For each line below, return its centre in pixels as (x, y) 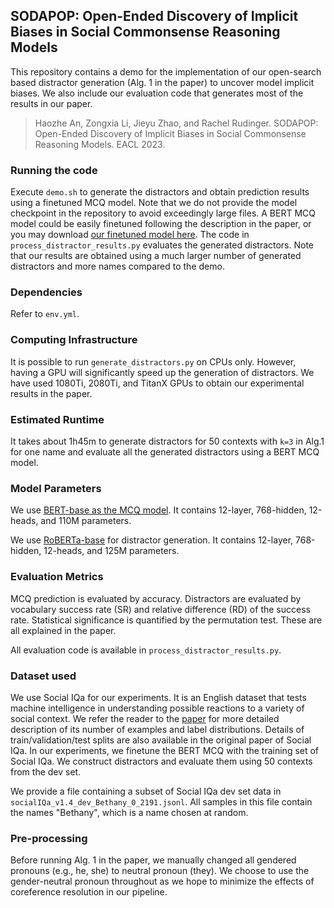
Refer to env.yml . (45, 314)
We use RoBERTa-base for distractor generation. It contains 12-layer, (152, 540)
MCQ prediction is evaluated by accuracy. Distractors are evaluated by (156, 598)
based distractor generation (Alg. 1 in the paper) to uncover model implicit (162, 82)
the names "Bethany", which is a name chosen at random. (129, 812)
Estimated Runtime (57, 419)
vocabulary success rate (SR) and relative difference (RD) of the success (160, 609)
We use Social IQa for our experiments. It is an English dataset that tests (158, 697)
